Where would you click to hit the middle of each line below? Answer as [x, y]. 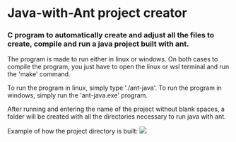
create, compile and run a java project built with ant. [98, 44]
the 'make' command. [39, 74]
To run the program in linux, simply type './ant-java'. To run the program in [115, 88]
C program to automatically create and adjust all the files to [111, 35]
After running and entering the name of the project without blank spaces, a [116, 109]
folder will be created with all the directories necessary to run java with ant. [117, 117]
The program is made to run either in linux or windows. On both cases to [113, 59]
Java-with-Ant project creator [97, 13]
